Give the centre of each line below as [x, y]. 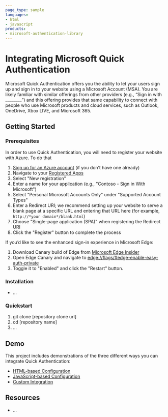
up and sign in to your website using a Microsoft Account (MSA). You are [81, 89]
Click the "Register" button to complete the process [67, 232]
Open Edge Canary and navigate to [49, 257]
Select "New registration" [39, 178]
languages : [17, 15]
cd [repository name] [35, 322]
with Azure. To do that [29, 158]
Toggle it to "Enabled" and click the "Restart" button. [68, 268]
